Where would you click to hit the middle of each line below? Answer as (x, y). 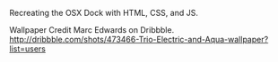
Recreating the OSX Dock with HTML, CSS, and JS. (104, 13)
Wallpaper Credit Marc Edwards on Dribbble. (92, 30)
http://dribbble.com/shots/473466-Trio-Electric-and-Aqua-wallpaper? (139, 39)
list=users (28, 49)
